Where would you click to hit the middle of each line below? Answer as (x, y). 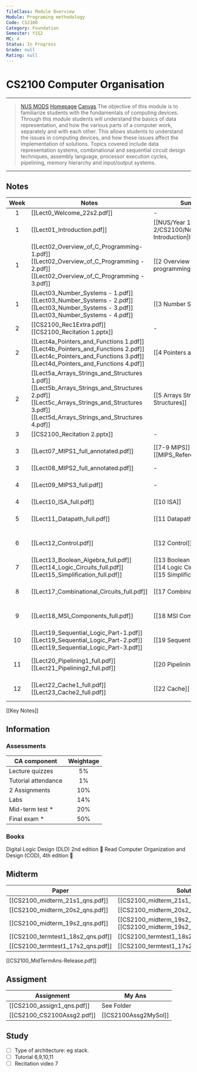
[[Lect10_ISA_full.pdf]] (63, 502)
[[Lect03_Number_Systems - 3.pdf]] (82, 308)
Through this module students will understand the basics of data (98, 119)
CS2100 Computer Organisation (86, 84)
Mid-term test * (31, 810)
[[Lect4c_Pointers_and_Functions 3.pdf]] (88, 357)
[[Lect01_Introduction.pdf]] (69, 230)
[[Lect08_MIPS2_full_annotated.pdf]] (82, 468)
